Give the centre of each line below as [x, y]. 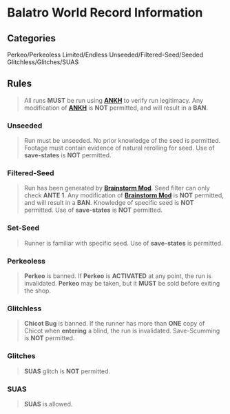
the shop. [38, 290]
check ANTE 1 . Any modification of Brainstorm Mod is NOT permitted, [124, 195]
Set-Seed [23, 228]
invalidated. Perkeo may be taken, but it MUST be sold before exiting [122, 283]
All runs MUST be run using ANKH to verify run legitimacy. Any [114, 100]
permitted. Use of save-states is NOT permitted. [93, 210]
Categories [32, 38]
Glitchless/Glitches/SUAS [43, 62]
